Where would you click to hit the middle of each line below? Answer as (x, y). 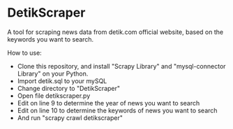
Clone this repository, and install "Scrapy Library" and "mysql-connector (121, 66)
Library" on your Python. (53, 74)
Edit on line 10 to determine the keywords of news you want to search (117, 110)
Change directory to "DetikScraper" (69, 88)
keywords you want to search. (51, 39)
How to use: (24, 53)
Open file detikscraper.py (54, 96)
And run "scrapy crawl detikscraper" (70, 118)
